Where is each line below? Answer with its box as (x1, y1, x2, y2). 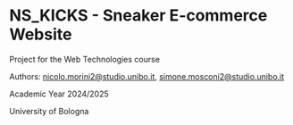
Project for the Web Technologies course (9, 54, 161, 64)
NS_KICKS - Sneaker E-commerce (9, 5, 268, 26)
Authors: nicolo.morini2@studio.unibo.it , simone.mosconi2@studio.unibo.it (9, 71, 285, 81)
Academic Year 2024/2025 (9, 88, 109, 99)
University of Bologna (9, 105, 89, 116)
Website (9, 24, 72, 45)
